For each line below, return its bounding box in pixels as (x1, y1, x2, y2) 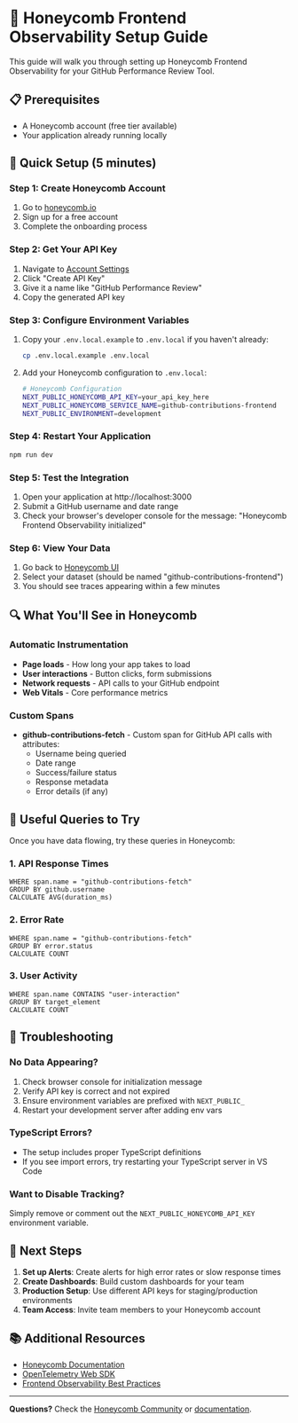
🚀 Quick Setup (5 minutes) (9, 155, 157, 171)
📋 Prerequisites (9, 92, 100, 107)
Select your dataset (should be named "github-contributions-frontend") (21, 571, 284, 582)
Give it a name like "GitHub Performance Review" (21, 282, 202, 293)
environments (21, 1294, 73, 1305)
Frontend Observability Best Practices (21, 1378, 161, 1388)
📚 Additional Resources (9, 1331, 146, 1347)
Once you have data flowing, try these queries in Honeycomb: (9, 835, 236, 845)
